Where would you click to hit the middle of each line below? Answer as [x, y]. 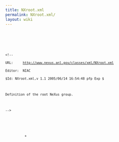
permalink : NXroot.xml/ [31, 15]
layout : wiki [19, 19]
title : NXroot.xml [25, 10]
